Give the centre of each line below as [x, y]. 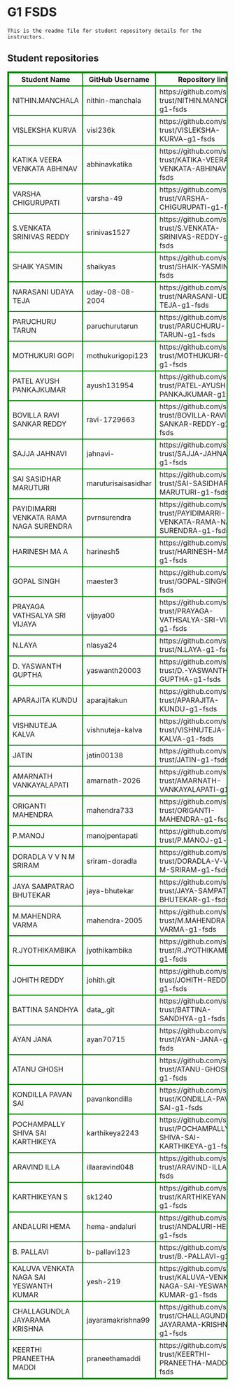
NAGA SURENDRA [43, 526]
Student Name [45, 79]
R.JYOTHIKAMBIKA [45, 950]
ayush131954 [110, 385]
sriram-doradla [112, 861]
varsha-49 [105, 198]
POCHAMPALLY [39, 1124]
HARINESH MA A [41, 551]
